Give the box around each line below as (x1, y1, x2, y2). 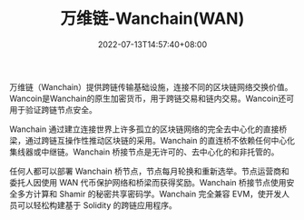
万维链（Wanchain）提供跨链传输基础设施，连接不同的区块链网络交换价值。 (9, 81, 293, 92)
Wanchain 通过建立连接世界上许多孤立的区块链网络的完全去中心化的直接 (9, 124, 279, 135)
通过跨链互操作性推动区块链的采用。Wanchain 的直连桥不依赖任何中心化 (25, 135, 295, 145)
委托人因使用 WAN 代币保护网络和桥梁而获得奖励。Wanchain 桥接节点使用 (9, 176, 288, 187)
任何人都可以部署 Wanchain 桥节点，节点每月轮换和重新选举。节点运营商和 (9, 165, 289, 176)
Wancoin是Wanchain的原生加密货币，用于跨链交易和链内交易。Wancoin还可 (9, 93, 295, 104)
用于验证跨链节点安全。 (9, 104, 97, 115)
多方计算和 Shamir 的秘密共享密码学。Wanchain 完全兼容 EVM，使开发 (16, 188, 282, 199)
